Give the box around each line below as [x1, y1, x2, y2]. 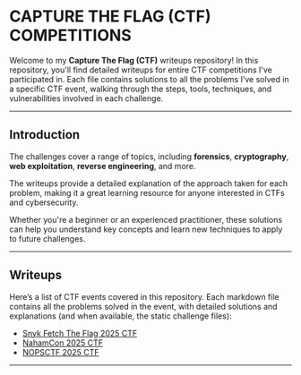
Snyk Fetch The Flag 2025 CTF [21, 328, 138, 338]
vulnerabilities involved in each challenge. [9, 92, 164, 104]
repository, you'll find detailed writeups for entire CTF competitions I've [9, 64, 273, 75]
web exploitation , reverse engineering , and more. [9, 160, 196, 171]
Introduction [9, 127, 81, 142]
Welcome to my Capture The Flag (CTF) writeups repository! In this [9, 55, 259, 65]
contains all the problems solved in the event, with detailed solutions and [9, 301, 278, 311]
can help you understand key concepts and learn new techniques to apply [9, 224, 283, 234]
